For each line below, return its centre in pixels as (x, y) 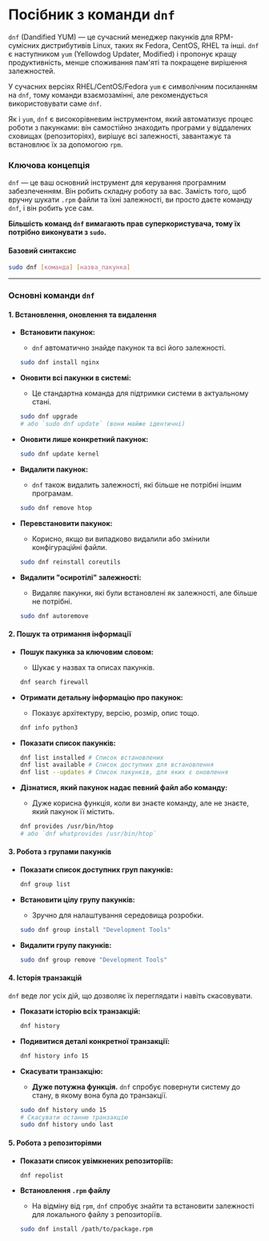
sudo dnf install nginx (60, 363)
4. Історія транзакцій (45, 978)
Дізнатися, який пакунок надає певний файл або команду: (124, 788)
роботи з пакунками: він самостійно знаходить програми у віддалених (130, 127)
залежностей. (32, 70)
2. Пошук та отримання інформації (70, 634)
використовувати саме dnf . (55, 103)
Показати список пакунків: (68, 743)
